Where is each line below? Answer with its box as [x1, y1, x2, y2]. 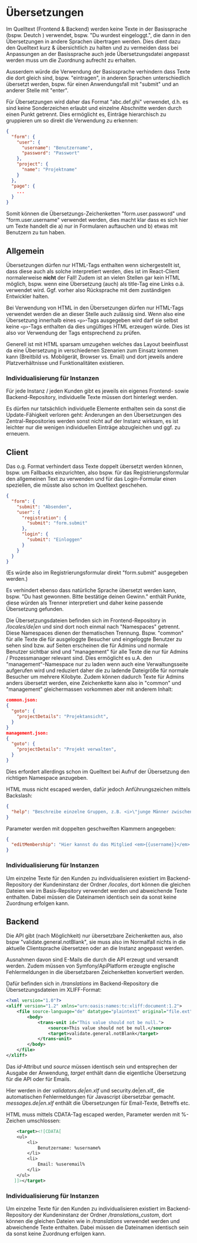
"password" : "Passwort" [21, 150, 80, 156]
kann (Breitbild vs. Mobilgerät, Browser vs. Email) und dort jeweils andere [6, 353, 184, 360]
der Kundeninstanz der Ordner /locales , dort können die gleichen [33, 880, 191, 888]
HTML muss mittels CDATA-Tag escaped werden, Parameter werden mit [6, 1111, 180, 1118]
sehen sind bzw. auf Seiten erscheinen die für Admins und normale [6, 642, 168, 649]
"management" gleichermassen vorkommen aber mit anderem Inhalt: [6, 686, 173, 693]
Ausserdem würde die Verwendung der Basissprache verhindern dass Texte [6, 68, 191, 75]
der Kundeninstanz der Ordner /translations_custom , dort [33, 1211, 172, 1218]
